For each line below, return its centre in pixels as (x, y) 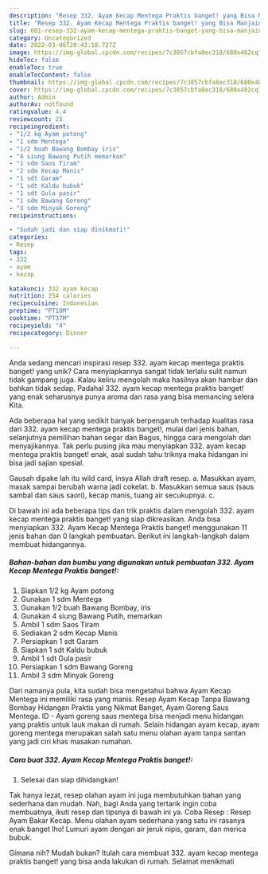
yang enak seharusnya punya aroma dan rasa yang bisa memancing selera (132, 396)
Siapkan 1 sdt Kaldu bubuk (64, 650)
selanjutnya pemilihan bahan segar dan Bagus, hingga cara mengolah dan (130, 437)
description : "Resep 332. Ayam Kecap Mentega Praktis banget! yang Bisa (132, 16)
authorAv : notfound (41, 104)
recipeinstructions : (43, 216)
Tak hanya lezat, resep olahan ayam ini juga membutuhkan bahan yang (125, 795)
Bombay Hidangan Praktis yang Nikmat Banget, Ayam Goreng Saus (119, 708)
